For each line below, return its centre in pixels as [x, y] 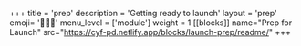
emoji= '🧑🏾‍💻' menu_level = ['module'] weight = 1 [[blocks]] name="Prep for [151, 23]
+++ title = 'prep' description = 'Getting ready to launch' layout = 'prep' [144, 13]
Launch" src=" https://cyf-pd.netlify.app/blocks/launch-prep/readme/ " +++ [150, 32]
